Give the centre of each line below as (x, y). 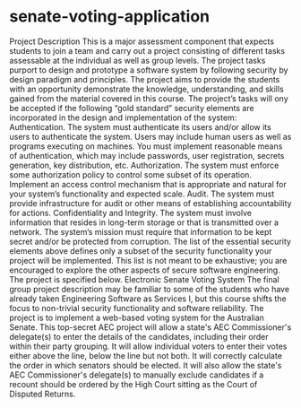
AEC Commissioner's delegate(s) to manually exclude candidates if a (137, 375)
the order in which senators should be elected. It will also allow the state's (146, 365)
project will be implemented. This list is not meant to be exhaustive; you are (148, 260)
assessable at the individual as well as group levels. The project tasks (138, 60)
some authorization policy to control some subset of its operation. (131, 174)
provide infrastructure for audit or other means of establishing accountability (150, 203)
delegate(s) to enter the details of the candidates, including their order (139, 336)
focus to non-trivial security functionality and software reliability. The (137, 308)
